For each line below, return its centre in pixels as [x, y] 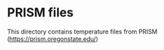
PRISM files [40, 13]
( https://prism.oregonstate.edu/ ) [52, 38]
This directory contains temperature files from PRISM [82, 32]
